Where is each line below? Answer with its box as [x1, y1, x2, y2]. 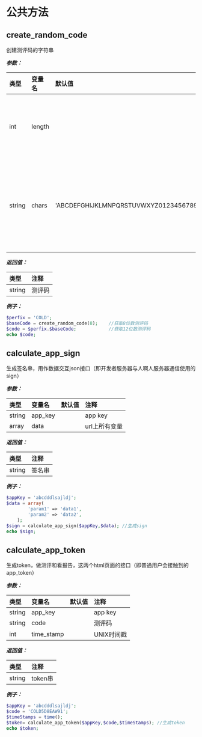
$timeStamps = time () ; [6, 714, 63, 720]
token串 [31, 674, 54, 683]
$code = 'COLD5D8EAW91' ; [6, 709, 69, 715]
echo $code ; [6, 331, 36, 337]
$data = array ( [6, 500, 44, 507]
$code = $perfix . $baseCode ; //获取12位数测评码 [6, 326, 151, 332]
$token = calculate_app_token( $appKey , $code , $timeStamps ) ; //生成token [6, 720, 185, 726]
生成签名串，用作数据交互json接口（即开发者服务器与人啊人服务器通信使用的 [6, 365, 196, 372]
